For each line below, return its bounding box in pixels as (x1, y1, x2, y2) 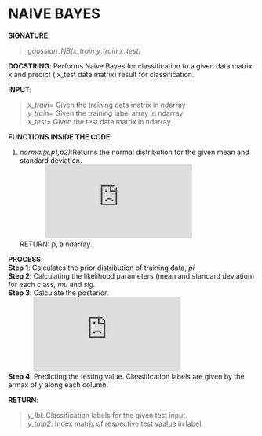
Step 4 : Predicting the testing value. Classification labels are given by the (8, 371, 245, 381)
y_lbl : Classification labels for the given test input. (27, 410, 188, 419)
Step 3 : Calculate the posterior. (8, 288, 109, 297)
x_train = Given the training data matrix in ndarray (27, 100, 186, 109)
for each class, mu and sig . (8, 279, 96, 289)
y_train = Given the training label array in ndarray (27, 108, 184, 118)
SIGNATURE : (8, 31, 50, 40)
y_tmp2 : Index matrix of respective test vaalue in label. (27, 419, 204, 428)
